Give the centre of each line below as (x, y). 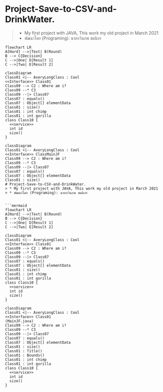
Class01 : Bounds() (25, 355)
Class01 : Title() (24, 351)
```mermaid (16, 206)
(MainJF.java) (20, 321)
